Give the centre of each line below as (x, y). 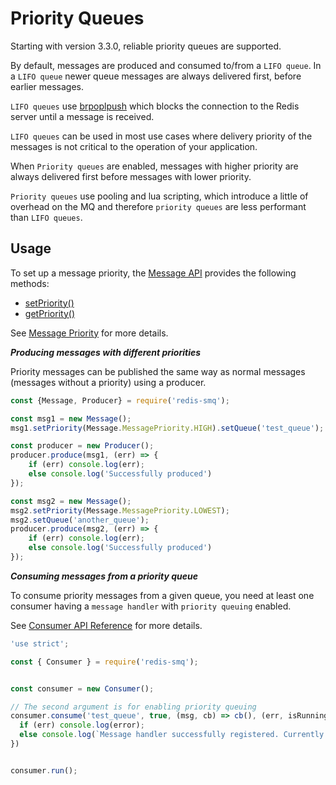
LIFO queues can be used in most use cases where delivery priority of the (161, 136)
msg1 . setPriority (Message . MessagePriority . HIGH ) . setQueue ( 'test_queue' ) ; (167, 428)
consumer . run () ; (44, 770)
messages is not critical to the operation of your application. (134, 146)
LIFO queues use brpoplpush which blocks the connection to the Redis (155, 106)
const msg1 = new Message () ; (71, 418)
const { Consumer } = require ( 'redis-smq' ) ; (104, 662)
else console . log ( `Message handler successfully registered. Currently (172, 735)
